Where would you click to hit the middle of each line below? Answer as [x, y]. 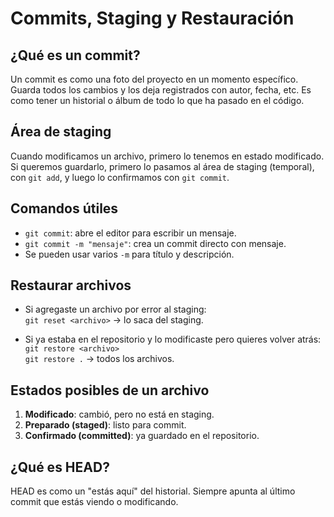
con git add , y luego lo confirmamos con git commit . [120, 177]
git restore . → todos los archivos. [99, 359]
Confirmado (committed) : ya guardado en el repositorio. [142, 436]
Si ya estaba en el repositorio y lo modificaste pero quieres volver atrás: [173, 339]
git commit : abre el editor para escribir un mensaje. [130, 233]
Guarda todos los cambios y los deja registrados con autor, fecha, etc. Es [161, 90]
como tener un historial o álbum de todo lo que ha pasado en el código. [157, 100]
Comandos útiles [64, 208]
